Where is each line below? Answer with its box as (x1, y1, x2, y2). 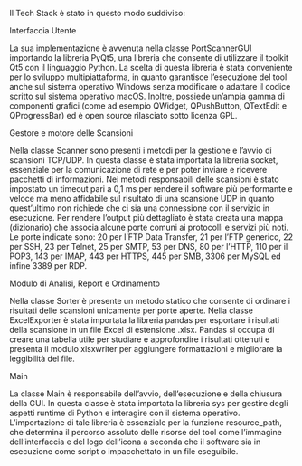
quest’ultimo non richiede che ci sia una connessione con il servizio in (9, 203, 270, 214)
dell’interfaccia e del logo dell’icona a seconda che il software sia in (9, 436, 261, 447)
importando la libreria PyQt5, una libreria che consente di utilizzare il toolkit (9, 52, 289, 62)
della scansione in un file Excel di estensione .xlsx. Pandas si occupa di (9, 325, 275, 335)
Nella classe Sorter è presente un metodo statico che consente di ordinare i (9, 296, 291, 306)
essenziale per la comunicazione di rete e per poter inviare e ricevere (9, 165, 268, 175)
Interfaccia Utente (9, 25, 77, 35)
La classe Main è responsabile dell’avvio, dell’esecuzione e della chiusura (9, 388, 283, 399)
